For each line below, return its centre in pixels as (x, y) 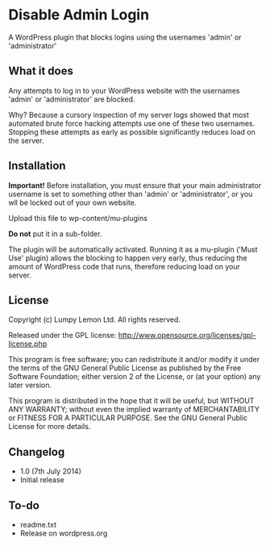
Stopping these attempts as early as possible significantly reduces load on (132, 131)
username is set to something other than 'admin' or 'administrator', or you (131, 194)
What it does (41, 71)
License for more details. (50, 427)
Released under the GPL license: (62, 336)
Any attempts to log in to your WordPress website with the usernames (124, 90)
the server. (26, 140)
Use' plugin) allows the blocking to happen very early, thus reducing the (128, 258)
